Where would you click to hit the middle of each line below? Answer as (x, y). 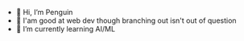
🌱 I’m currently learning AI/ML (65, 29)
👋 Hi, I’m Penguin (44, 12)
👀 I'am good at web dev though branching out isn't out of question (126, 20)
